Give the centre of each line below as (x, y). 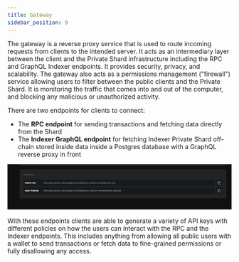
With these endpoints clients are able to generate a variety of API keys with (117, 221)
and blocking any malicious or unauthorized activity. (84, 97)
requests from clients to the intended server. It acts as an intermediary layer (118, 51)
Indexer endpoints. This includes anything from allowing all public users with (119, 236)
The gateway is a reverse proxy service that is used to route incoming (110, 43)
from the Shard (40, 131)
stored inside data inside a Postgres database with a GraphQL (126, 146)
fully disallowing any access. (49, 251)
